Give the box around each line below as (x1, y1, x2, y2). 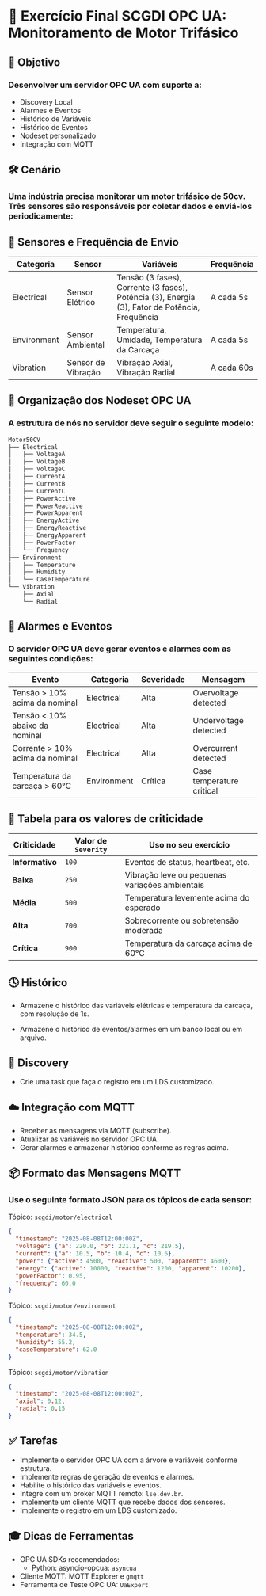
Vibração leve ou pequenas (124, 870, 227, 881)
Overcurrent (192, 742, 238, 753)
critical (192, 785, 218, 796)
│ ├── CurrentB (8, 479, 66, 488)
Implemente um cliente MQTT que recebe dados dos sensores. (19, 1497, 226, 1506)
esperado (124, 902, 161, 913)
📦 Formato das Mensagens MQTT (8, 1167, 181, 1180)
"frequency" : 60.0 (15, 1279, 77, 1287)
